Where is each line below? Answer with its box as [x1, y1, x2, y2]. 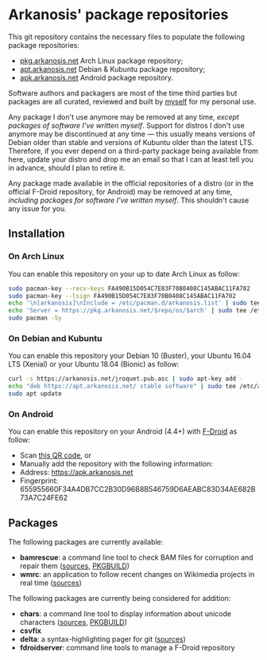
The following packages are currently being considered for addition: [8, 594, 231, 603]
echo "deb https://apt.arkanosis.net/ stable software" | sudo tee [8, 383, 237, 391]
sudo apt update [8, 390, 62, 398]
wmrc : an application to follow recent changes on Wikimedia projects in [19, 570, 255, 579]
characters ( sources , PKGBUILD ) [19, 618, 127, 627]
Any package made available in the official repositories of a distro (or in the [8, 178, 254, 188]
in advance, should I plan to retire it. [8, 163, 126, 172]
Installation [8, 227, 65, 241]
